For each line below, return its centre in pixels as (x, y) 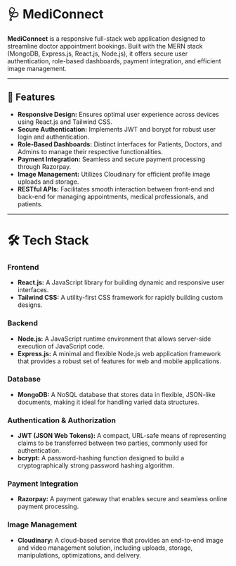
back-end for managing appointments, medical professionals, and (113, 196)
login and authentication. (53, 137)
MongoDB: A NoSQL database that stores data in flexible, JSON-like (116, 394)
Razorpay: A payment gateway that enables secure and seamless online (122, 499)
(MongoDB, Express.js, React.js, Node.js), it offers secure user (98, 54)
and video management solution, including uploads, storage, (105, 548)
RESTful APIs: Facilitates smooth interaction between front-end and (116, 189)
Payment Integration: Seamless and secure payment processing (111, 159)
